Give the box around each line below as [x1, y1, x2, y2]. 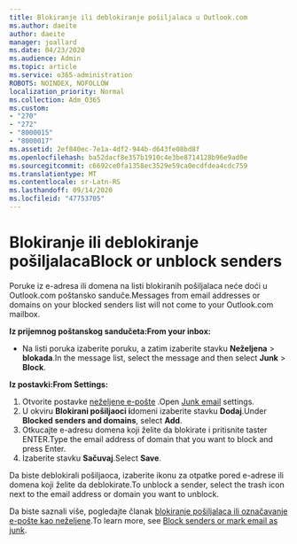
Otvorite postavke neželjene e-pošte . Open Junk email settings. [21, 396, 255, 407]
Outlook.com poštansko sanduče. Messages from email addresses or [9, 290, 261, 300]
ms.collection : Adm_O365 [9, 95, 101, 105]
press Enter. [21, 443, 66, 454]
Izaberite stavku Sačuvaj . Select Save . [21, 453, 162, 463]
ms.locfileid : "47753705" [9, 194, 105, 204]
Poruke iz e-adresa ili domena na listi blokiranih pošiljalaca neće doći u [9, 280, 268, 291]
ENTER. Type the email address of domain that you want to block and [21, 433, 273, 444]
